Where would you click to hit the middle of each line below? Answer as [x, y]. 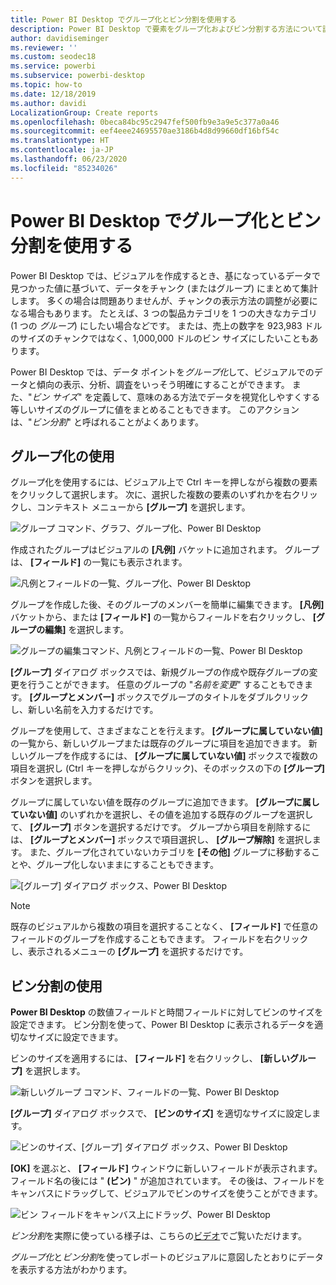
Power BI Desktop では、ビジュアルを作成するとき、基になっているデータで [166, 275]
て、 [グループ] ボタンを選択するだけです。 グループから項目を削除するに [161, 827]
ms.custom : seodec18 [53, 57]
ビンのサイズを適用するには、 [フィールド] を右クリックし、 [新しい [150, 1058]
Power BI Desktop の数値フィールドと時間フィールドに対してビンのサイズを [167, 1012]
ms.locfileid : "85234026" [64, 168]
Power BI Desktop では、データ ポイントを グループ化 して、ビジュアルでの [162, 372]
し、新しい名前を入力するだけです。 [84, 710]
